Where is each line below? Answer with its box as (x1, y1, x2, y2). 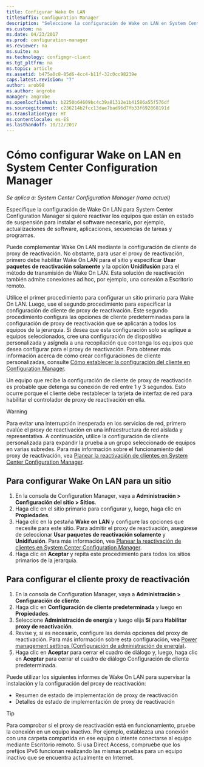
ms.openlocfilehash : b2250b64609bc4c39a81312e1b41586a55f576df (6, 99, 170, 105)
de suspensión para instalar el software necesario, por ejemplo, (6, 219, 166, 226)
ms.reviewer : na (6, 43, 47, 49)
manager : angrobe (6, 94, 50, 100)
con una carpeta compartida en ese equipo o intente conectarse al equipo (6, 734, 192, 741)
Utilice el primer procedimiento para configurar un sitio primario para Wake (6, 294, 194, 301)
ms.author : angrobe (6, 88, 56, 94)
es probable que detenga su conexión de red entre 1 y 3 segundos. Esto (6, 384, 186, 391)
